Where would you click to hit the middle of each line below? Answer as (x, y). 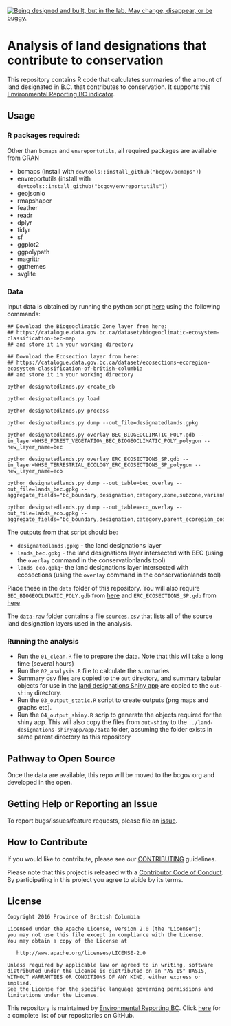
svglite (26, 274)
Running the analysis (43, 641)
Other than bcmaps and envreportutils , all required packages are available (112, 150)
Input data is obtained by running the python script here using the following (114, 306)
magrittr (28, 259)
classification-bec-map (41, 338)
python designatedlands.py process (58, 411)
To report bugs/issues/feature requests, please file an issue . (92, 821)
